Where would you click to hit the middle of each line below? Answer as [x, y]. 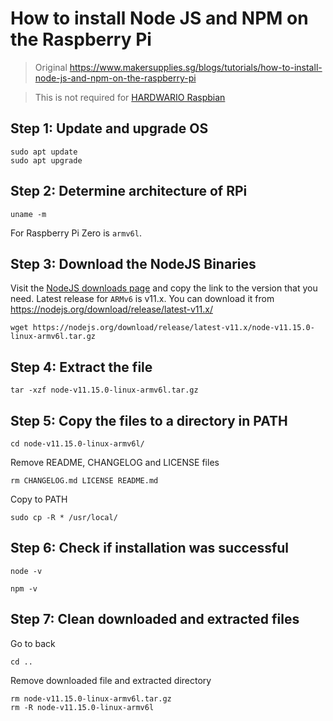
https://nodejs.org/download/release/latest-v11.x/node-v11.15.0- [173, 328]
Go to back [33, 643]
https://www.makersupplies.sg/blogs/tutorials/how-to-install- [196, 67]
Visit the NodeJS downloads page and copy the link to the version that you [164, 288]
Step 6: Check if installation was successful [150, 548]
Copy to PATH [39, 499]
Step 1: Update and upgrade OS [109, 128]
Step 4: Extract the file [81, 367]
